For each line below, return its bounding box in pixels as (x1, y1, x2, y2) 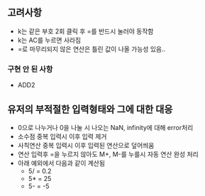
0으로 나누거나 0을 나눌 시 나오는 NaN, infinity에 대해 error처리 (17, 123, 194, 131)
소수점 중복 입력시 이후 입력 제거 (17, 132, 107, 141)
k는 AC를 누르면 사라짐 (17, 36, 82, 44)
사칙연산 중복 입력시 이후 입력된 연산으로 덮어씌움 (17, 141, 155, 149)
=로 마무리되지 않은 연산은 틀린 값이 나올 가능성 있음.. (17, 45, 165, 53)
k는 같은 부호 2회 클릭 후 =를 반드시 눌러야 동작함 (17, 27, 154, 36)
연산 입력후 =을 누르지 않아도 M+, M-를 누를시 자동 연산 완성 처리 (17, 150, 199, 158)
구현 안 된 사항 (7, 64, 53, 74)
